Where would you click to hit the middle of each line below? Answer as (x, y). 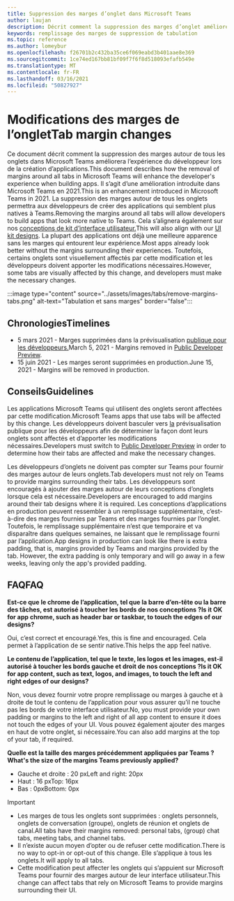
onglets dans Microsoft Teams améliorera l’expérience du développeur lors (115, 161)
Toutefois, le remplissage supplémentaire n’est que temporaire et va (104, 526)
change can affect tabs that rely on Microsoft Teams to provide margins (120, 882)
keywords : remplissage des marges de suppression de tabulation (102, 33)
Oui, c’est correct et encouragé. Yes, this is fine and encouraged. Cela (107, 637)
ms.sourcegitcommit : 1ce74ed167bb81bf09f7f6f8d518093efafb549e (101, 59)
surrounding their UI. (47, 890)
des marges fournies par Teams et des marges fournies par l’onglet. (123, 519)
